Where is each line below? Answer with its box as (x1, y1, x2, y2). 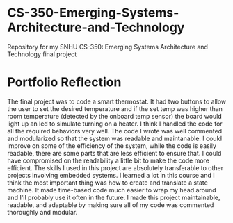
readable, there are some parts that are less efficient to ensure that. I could (7, 149, 222, 157)
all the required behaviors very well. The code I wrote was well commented (7, 126, 223, 135)
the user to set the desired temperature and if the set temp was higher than (7, 104, 223, 113)
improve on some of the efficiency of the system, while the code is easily (7, 141, 217, 150)
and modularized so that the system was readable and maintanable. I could (7, 134, 223, 142)
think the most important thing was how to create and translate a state (7, 179, 209, 187)
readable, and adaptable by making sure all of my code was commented (7, 200, 214, 209)
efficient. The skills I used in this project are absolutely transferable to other (7, 163, 224, 172)
